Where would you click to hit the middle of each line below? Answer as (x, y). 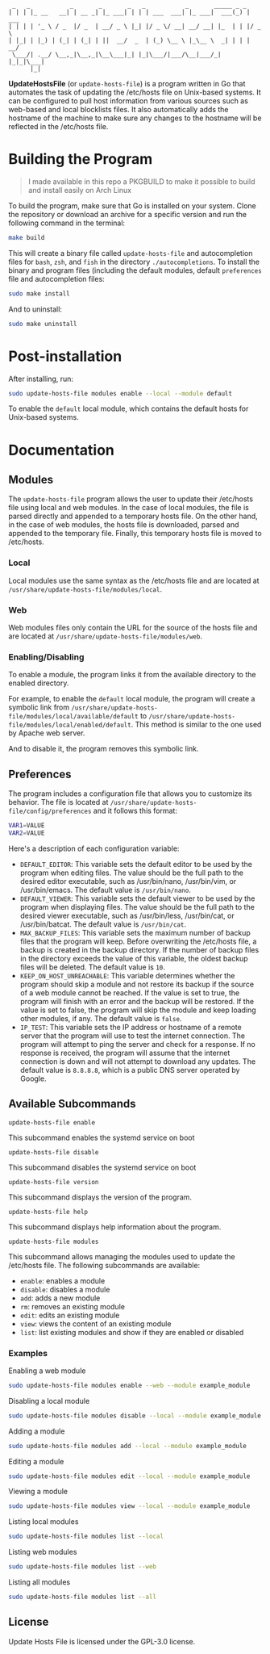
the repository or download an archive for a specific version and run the (128, 214)
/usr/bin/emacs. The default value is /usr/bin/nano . (105, 890)
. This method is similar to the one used (196, 725)
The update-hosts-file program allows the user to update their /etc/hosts (131, 499)
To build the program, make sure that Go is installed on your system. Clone (132, 205)
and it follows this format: (135, 811)
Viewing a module (38, 1492)
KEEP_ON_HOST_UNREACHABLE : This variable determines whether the (127, 975)
